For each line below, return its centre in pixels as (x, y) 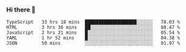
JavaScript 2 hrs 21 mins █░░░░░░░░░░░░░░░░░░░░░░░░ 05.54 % (93, 33)
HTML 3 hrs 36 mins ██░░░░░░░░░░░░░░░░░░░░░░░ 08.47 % (93, 28)
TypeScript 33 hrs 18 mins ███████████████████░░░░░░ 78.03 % (93, 22)
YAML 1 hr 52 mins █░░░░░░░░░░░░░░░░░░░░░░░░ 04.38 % (93, 38)
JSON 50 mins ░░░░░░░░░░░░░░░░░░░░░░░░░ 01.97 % (93, 44)
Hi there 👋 (21, 10)
